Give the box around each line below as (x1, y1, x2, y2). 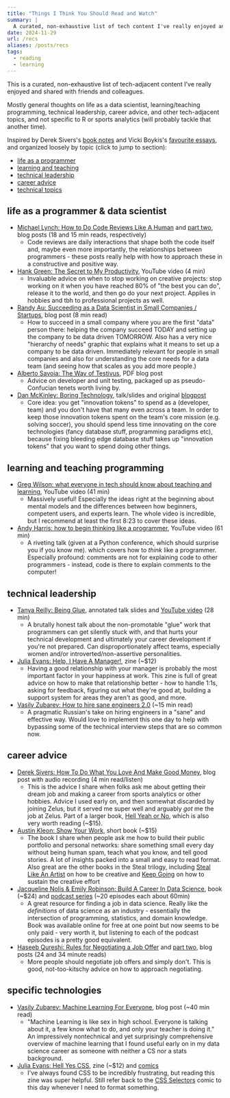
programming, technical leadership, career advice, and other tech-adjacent (7, 108, 220, 116)
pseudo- (181, 377, 205, 385)
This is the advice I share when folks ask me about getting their (27, 782, 206, 791)
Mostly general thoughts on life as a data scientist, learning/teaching (7, 100, 201, 108)
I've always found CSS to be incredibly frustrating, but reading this (27, 1068, 215, 1077)
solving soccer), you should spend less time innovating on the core (27, 420, 217, 429)
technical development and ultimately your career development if (27, 635, 212, 644)
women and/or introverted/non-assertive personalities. (27, 650, 182, 658)
